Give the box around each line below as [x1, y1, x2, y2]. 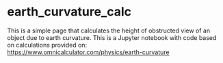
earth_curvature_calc [7, 4, 132, 20]
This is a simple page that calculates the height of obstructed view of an [7, 26, 211, 35]
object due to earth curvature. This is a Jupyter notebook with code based [7, 33, 217, 41]
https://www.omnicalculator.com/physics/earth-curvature [7, 48, 170, 56]
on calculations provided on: [7, 41, 88, 49]
